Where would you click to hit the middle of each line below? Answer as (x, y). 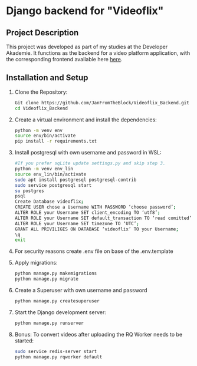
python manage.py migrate (46, 279)
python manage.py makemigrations (56, 273)
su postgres (29, 191)
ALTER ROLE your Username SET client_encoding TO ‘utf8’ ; (87, 213)
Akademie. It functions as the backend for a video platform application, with (98, 53)
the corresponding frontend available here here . (64, 59)
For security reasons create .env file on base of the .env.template (94, 251)
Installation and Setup (47, 78)
